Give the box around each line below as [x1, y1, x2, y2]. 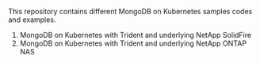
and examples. [8, 15, 56, 24]
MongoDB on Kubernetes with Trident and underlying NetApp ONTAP [19, 39, 247, 48]
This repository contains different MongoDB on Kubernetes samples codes [8, 7, 253, 16]
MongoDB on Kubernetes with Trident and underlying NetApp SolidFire [19, 31, 252, 39]
